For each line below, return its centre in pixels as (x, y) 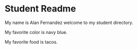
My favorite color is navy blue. (36, 32)
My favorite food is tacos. (31, 42)
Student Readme (40, 9)
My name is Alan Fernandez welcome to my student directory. (69, 22)
